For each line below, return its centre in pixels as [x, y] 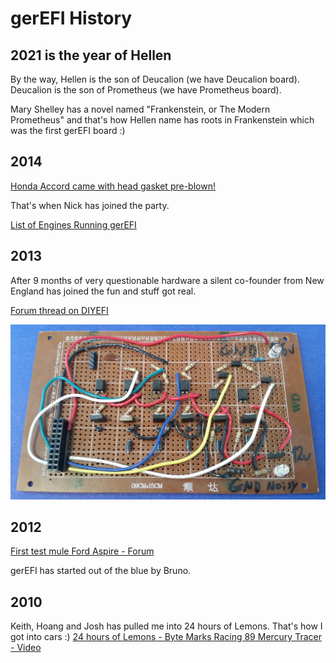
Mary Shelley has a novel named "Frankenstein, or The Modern [140, 109]
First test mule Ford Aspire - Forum [82, 551]
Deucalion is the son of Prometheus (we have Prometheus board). [146, 90]
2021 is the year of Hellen [91, 55]
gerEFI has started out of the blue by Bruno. [101, 571]
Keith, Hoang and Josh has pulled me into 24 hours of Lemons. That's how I [166, 626]
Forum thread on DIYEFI [59, 310]
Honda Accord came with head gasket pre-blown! [113, 186]
